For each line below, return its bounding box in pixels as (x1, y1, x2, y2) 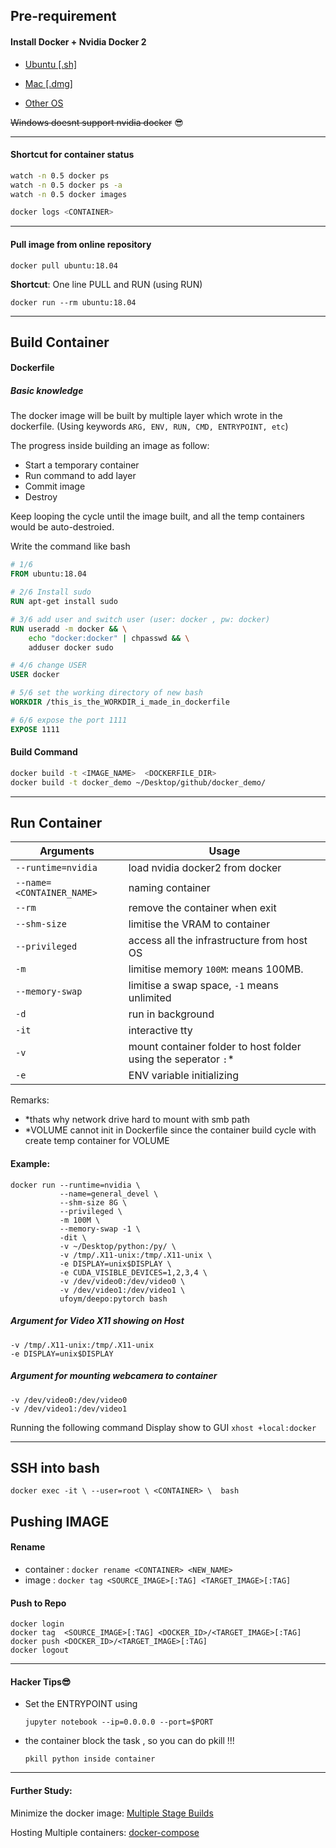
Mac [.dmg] (24, 77, 73, 89)
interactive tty (128, 1024, 193, 1038)
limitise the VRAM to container (128, 917, 271, 931)
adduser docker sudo (28, 642, 114, 653)
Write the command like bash (10, 540, 131, 553)
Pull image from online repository (10, 238, 152, 250)
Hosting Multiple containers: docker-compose (10, 1826, 200, 1838)
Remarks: (10, 1094, 50, 1106)
